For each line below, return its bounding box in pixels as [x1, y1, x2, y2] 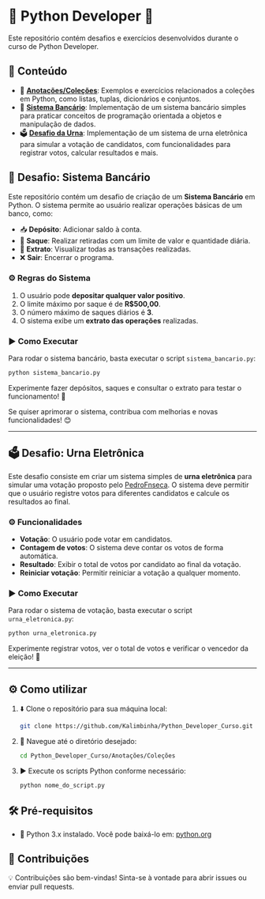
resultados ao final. [8, 497, 71, 506]
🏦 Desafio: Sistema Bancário [8, 171, 151, 184]
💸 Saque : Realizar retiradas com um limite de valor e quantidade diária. [19, 236, 251, 245]
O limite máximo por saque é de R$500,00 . [19, 299, 162, 308]
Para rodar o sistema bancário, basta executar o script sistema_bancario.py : [8, 353, 256, 363]
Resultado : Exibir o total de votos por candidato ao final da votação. [19, 560, 242, 569]
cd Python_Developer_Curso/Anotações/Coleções [19, 752, 176, 760]
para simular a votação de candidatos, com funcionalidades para [19, 139, 231, 149]
